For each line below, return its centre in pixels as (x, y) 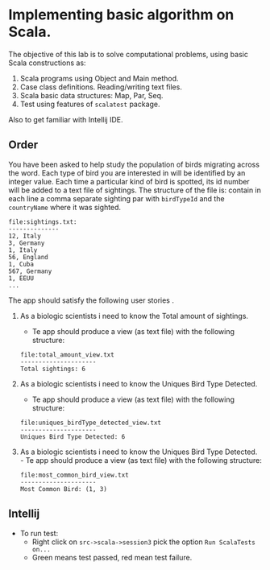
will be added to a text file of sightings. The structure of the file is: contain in (135, 190)
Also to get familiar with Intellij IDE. (66, 119)
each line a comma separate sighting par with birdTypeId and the (116, 198)
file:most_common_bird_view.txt (74, 475)
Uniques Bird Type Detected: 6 (73, 436)
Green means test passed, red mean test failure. (112, 557)
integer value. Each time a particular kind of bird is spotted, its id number (129, 181)
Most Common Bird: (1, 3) (63, 489)
